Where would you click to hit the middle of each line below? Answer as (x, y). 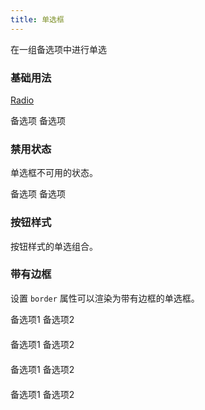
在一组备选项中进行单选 (58, 49)
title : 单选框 (37, 19)
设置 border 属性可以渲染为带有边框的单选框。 (105, 298)
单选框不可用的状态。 (54, 173)
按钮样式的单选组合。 (54, 246)
